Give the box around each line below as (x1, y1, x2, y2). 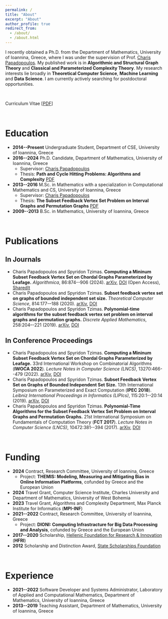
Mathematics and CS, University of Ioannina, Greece (12, 186, 121, 193)
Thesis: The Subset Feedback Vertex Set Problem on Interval (20, 197, 149, 203)
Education (5, 128, 49, 139)
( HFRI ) (12, 537, 26, 543)
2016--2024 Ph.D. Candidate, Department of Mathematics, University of (12, 155, 163, 161)
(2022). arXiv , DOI (24, 371, 62, 377)
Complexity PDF (20, 176, 55, 182)
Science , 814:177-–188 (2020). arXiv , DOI (12, 300, 98, 306)
